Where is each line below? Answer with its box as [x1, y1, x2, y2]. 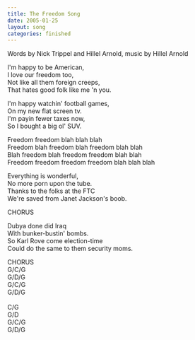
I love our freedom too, [7, 71, 74, 79]
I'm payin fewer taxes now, [7, 115, 85, 123]
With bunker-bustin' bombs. [7, 229, 89, 238]
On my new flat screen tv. [7, 107, 83, 115]
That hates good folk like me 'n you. [7, 86, 112, 94]
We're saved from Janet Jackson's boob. [7, 194, 127, 203]
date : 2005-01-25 [7, 17, 59, 24]
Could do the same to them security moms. [7, 245, 133, 253]
